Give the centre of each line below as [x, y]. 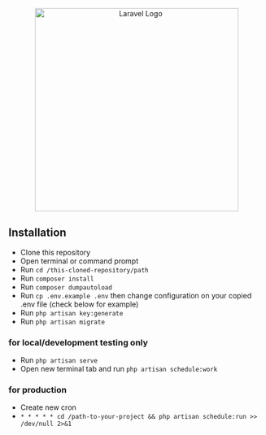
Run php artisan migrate [63, 321]
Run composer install [57, 278]
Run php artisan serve [59, 360]
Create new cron [48, 407]
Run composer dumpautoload [66, 287]
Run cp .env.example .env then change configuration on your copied [136, 295]
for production [38, 390]
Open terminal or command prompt [79, 261]
